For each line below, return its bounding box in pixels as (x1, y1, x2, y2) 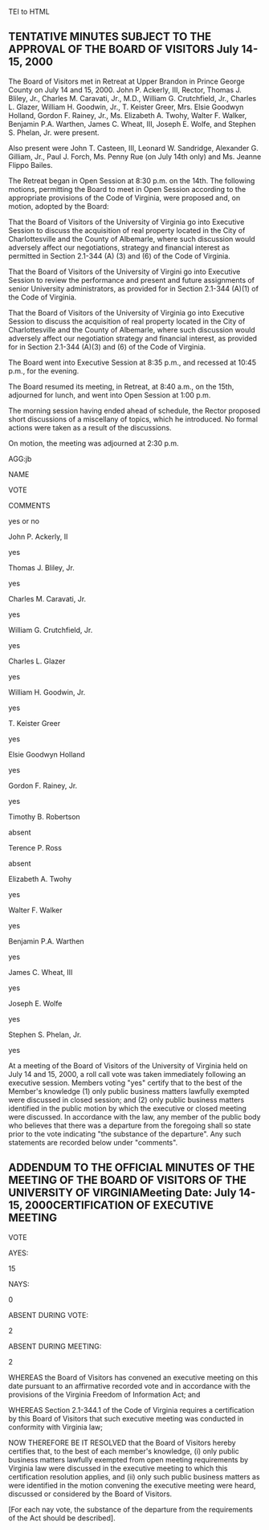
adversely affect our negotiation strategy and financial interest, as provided (8, 333, 258, 343)
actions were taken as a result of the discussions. (8, 422, 172, 432)
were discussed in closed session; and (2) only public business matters (8, 1095, 245, 1104)
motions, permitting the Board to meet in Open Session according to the (8, 184, 247, 194)
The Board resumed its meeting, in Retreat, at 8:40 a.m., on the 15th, (8, 381, 234, 391)
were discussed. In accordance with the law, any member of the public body (8, 1112, 261, 1121)
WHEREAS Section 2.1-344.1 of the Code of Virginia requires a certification (8, 1405, 255, 1414)
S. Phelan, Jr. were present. (8, 128, 100, 137)
